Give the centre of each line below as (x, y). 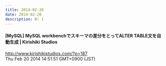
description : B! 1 (24, 19)
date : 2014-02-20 (23, 14)
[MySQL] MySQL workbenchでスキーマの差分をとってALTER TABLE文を (81, 35)
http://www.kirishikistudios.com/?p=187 (46, 53)
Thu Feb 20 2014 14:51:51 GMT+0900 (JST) (50, 58)
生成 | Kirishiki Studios (33, 42)
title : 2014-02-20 (24, 10)
